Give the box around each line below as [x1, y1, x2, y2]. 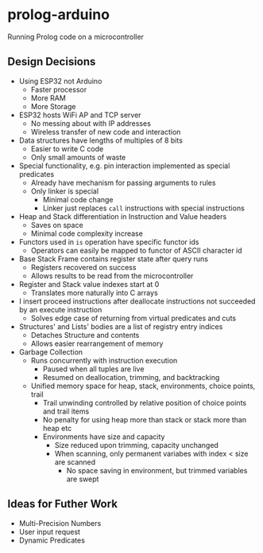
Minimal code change [42, 194, 114, 204]
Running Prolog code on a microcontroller [7, 32, 145, 41]
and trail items [42, 406, 90, 416]
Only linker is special [30, 186, 99, 196]
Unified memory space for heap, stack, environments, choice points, [30, 381, 256, 390]
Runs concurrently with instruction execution [30, 355, 178, 365]
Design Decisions [7, 55, 96, 69]
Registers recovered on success [30, 262, 137, 272]
